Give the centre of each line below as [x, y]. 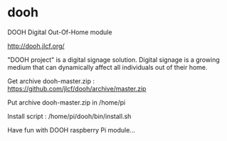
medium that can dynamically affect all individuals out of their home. [107, 67]
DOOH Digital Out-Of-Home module [60, 32]
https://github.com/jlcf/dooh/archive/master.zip [77, 88]
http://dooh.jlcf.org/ [36, 46]
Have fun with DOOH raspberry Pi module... [71, 130]
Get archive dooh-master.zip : [51, 81]
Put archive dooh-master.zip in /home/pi [67, 102]
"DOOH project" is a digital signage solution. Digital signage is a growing [114, 59]
